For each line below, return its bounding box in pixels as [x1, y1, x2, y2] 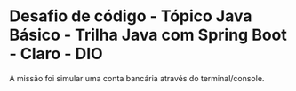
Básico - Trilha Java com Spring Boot [9, 25, 287, 45]
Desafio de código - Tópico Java [9, 6, 252, 27]
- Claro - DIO [9, 44, 104, 64]
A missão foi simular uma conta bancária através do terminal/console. [9, 72, 265, 83]
